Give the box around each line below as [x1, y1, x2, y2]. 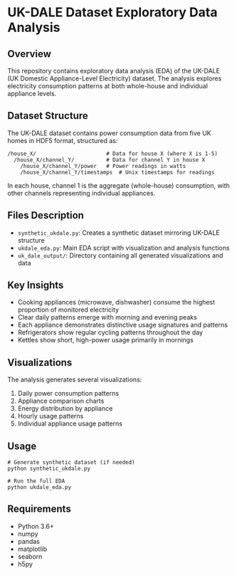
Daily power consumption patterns [17, 389, 120, 398]
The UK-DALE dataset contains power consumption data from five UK [7, 129, 211, 137]
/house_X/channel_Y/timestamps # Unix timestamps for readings [20, 169, 215, 176]
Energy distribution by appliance [17, 404, 113, 413]
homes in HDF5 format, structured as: [7, 136, 118, 144]
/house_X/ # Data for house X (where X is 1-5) [7, 150, 218, 157]
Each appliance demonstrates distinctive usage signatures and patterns [17, 321, 228, 329]
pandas [17, 537, 41, 545]
